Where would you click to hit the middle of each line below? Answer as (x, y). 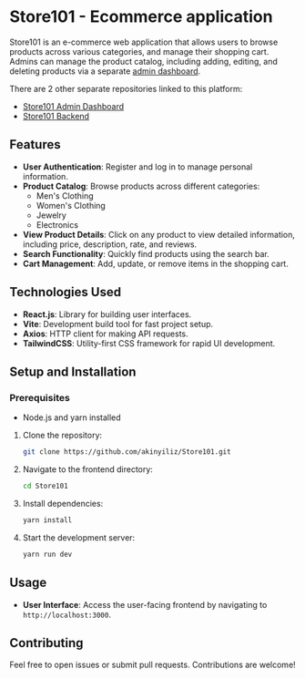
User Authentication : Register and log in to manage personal (137, 167)
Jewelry (51, 215)
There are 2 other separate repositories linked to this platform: (126, 88)
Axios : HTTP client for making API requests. (105, 334)
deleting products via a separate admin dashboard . (105, 71)
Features (35, 144)
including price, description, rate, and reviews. (110, 244)
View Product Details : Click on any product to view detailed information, (159, 234)
